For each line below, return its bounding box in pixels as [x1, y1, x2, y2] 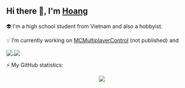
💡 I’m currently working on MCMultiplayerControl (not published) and [6, 36, 179, 44]
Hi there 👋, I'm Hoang [6, 6, 88, 16]
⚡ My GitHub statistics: [6, 61, 64, 69]
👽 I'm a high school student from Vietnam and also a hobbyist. [6, 22, 163, 30]
